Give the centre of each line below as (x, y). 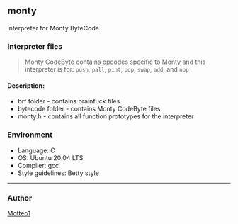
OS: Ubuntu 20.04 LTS (50, 157)
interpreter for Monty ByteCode (53, 28)
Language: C (36, 150)
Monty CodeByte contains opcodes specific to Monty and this (115, 62)
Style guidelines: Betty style (58, 173)
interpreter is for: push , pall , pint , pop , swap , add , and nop (107, 69)
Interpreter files (35, 46)
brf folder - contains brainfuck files (69, 101)
